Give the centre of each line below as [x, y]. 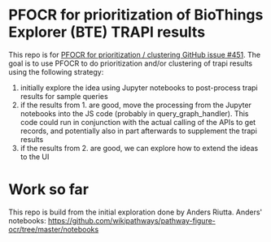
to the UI [35, 157]
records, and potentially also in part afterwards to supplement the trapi [139, 131]
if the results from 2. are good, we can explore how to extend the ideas [139, 148]
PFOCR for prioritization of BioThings [136, 15]
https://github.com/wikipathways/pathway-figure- [131, 220]
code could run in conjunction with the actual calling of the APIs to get [138, 122]
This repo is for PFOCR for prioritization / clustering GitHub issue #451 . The [135, 54]
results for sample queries [64, 96]
